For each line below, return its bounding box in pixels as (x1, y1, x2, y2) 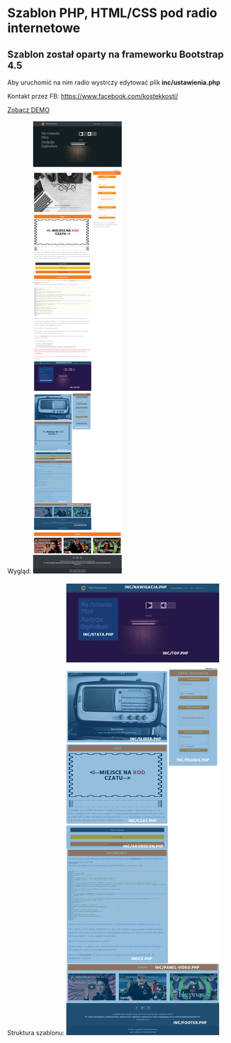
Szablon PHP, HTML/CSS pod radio (7, 5, 218, 21)
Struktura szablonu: (7, 1029, 65, 1037)
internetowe (7, 20, 81, 36)
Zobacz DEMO (7, 106, 50, 114)
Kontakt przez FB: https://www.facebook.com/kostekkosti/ (7, 92, 179, 100)
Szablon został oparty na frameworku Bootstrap (7, 48, 225, 60)
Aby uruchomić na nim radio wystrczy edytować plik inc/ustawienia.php (7, 78, 221, 87)
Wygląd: (7, 567, 32, 575)
